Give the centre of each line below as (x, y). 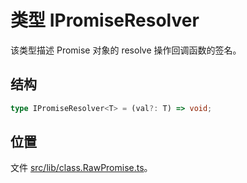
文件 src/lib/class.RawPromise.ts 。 (81, 168)
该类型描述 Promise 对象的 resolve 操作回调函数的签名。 (126, 50)
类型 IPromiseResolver (105, 20)
